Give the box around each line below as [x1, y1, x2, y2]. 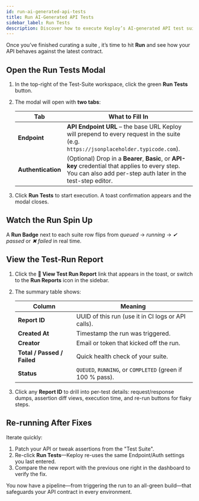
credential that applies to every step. [79, 162, 181, 170]
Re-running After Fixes [6, 418, 92, 428]
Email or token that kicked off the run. [76, 339, 181, 347]
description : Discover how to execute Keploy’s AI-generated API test [6, 25, 184, 31]
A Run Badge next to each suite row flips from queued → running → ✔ [6, 231, 178, 238]
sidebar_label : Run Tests [6, 20, 70, 25]
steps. [14, 401, 30, 408]
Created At [17, 329, 49, 337]
